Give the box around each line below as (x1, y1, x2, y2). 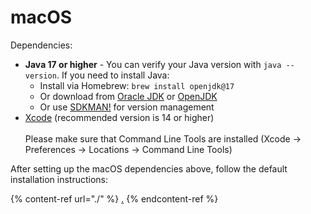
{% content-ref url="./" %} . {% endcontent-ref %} (10, 192, 219, 205)
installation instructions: (10, 173, 109, 185)
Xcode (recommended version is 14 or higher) (24, 111, 215, 123)
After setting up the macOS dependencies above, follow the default (10, 162, 288, 175)
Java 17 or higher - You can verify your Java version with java (24, 58, 282, 70)
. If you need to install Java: (56, 69, 170, 81)
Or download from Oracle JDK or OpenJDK (39, 90, 218, 102)
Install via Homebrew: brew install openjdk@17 (39, 79, 235, 91)
